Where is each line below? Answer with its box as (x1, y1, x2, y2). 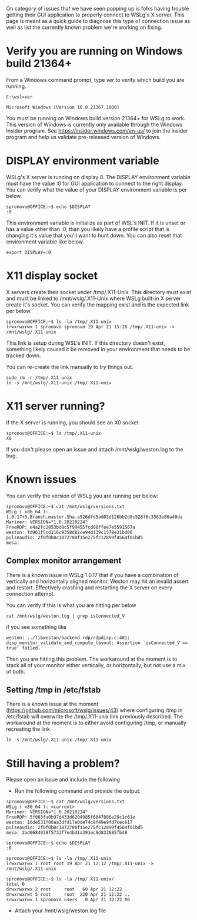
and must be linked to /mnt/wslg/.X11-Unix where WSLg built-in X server (6, 295, 181, 302)
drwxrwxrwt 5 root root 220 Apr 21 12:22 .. (6, 892, 131, 898)
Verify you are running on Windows (6, 44, 183, 58)
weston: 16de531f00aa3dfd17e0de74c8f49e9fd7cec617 (6, 819, 133, 826)
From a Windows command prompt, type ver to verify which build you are (6, 76, 185, 83)
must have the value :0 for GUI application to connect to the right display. (6, 180, 183, 187)
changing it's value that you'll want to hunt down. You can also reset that (6, 232, 182, 239)
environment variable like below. (6, 238, 84, 245)
